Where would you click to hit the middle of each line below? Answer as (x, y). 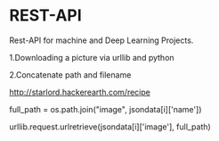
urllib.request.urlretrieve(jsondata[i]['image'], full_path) (110, 127)
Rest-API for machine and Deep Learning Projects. (101, 40)
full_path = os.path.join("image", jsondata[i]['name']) (105, 109)
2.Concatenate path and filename (70, 75)
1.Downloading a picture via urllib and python (92, 57)
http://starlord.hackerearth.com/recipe (80, 92)
